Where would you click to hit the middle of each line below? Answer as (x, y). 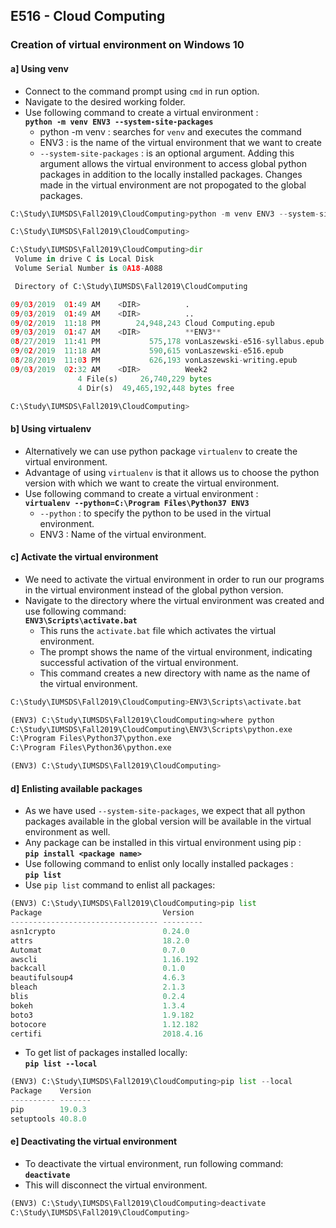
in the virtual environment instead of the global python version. (154, 590)
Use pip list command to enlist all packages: (120, 885)
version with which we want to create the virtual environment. (152, 483)
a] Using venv (39, 68)
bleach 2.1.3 (98, 987)
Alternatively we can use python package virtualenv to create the (161, 451)
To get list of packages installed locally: (106, 1053)
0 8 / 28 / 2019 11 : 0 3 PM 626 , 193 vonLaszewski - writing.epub (154, 360)
